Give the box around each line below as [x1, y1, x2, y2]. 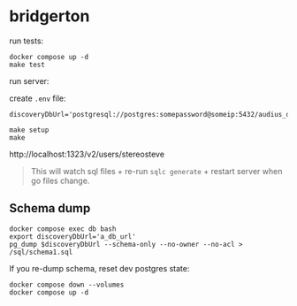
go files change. [30, 175, 90, 186]
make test [9, 60, 46, 69]
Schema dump [9, 201, 91, 216]
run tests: [9, 35, 44, 46]
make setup [9, 126, 49, 134]
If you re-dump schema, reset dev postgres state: [9, 263, 190, 273]
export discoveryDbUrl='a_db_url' [9, 232, 137, 241]
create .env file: [9, 93, 66, 103]
